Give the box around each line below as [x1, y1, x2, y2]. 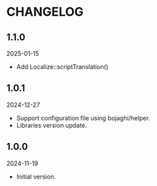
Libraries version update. [16, 121, 87, 129]
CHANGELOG [6, 4, 84, 20]
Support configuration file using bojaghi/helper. [16, 114, 150, 122]
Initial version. [16, 172, 56, 181]
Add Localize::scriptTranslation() [16, 63, 109, 70]
